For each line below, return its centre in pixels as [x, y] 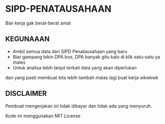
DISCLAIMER [26, 94]
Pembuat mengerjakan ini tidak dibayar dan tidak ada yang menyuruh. [79, 106]
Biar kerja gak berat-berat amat [38, 23]
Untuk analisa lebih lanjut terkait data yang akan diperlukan [75, 67]
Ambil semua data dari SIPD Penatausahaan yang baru [70, 51]
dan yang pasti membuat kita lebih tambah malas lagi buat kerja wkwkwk [82, 78]
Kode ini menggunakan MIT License [43, 116]
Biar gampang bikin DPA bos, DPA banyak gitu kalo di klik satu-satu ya [86, 57]
